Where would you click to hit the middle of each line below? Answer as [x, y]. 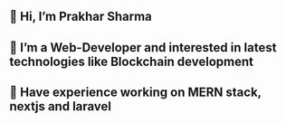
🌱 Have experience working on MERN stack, [135, 93]
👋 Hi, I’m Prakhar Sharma [81, 17]
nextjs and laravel [60, 106]
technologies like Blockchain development [131, 61]
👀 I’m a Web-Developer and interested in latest [143, 47]
